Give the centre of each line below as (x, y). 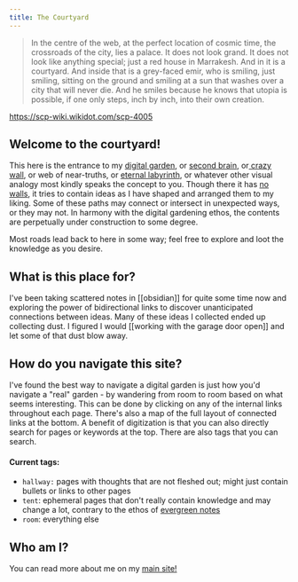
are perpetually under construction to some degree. (104, 222)
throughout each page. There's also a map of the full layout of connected (143, 413)
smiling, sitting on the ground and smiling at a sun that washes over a (157, 80)
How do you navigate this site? (96, 363)
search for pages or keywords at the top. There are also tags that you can (144, 432)
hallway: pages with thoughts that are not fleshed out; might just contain (155, 482)
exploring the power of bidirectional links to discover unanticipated (131, 308)
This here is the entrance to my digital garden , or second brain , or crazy (141, 166)
